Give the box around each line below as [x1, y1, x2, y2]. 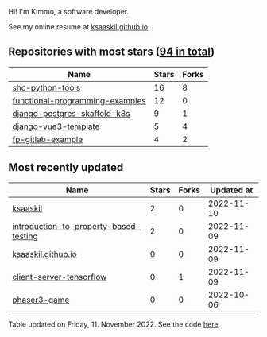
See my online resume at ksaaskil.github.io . [8, 22, 150, 31]
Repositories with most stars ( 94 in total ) [8, 45, 215, 59]
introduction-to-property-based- [12, 220, 141, 231]
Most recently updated [8, 161, 124, 174]
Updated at [210, 184, 253, 196]
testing [12, 230, 38, 242]
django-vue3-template [12, 121, 100, 132]
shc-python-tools [12, 82, 81, 93]
